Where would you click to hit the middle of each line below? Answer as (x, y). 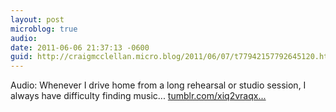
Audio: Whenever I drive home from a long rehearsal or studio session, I (158, 85)
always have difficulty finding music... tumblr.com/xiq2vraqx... (138, 96)
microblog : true (44, 29)
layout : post (37, 19)
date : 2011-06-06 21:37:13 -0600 (80, 47)
